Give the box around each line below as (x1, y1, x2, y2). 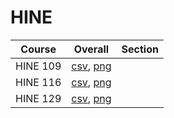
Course (20, 42, 57, 56)
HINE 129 (15, 91, 62, 105)
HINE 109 (15, 59, 62, 73)
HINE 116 (15, 75, 62, 89)
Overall (73, 42, 110, 56)
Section (121, 42, 159, 56)
